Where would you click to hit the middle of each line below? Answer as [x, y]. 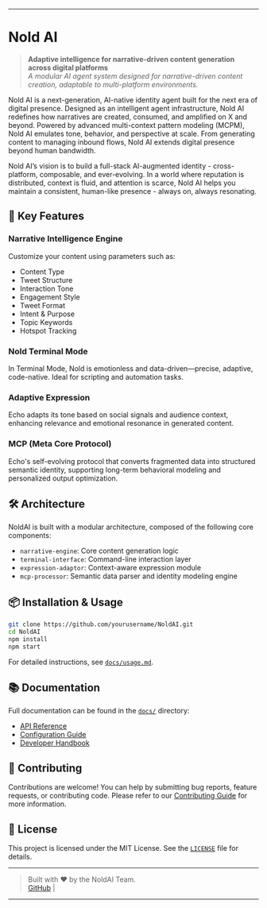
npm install [28, 639]
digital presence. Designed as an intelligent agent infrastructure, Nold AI [126, 108]
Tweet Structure [46, 280]
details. [20, 857]
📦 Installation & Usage [66, 602]
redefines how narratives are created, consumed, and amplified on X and [128, 117]
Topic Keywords [46, 322]
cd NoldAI [25, 632]
